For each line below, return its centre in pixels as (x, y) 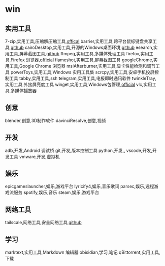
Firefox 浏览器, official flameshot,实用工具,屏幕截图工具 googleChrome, (82, 60)
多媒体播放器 (24, 91)
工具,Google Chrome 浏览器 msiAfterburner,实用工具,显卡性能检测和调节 (82, 66)
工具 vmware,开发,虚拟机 (34, 156)
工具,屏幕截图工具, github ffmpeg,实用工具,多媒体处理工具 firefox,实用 (79, 54)
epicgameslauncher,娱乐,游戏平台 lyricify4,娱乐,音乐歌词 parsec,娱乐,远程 (80, 187)
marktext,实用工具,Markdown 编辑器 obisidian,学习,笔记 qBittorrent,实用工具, (83, 252)
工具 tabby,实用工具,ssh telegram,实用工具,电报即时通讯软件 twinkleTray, (83, 78)
